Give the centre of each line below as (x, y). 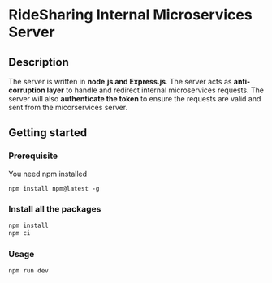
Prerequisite (33, 156)
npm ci (19, 233)
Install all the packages (55, 208)
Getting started (48, 133)
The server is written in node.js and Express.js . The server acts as (120, 81)
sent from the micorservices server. (68, 107)
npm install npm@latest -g (54, 188)
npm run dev (28, 271)
